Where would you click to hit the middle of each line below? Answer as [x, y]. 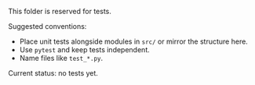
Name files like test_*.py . [61, 58]
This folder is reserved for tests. [60, 11]
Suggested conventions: [47, 26]
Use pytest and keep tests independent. [85, 50]
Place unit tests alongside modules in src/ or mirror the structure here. [134, 41]
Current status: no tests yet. [53, 73]
